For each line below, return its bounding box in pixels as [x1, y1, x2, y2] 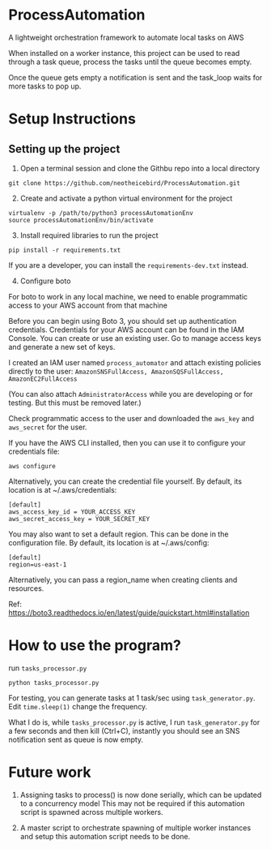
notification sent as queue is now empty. [8, 735, 144, 744]
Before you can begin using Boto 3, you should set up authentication [8, 316, 237, 325]
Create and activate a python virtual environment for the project [19, 193, 233, 203]
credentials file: [8, 446, 60, 456]
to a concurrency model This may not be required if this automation [19, 798, 245, 808]
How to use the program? [8, 636, 182, 655]
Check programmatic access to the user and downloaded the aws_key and [8, 413, 255, 423]
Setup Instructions [8, 110, 136, 128]
